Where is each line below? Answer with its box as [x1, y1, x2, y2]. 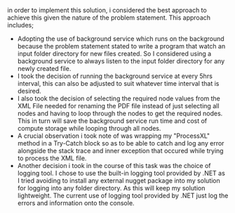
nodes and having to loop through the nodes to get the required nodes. [17, 109, 223, 117]
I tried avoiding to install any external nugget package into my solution [17, 176, 221, 185]
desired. [17, 87, 42, 95]
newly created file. [17, 65, 72, 72]
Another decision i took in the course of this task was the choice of [17, 162, 211, 169]
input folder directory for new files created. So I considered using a [17, 49, 212, 58]
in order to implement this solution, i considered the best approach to [7, 6, 207, 14]
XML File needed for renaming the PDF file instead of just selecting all [17, 102, 220, 110]
